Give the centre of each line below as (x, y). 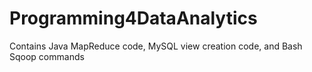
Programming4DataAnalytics (133, 18)
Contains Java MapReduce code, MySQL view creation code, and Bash (156, 46)
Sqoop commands (47, 56)
